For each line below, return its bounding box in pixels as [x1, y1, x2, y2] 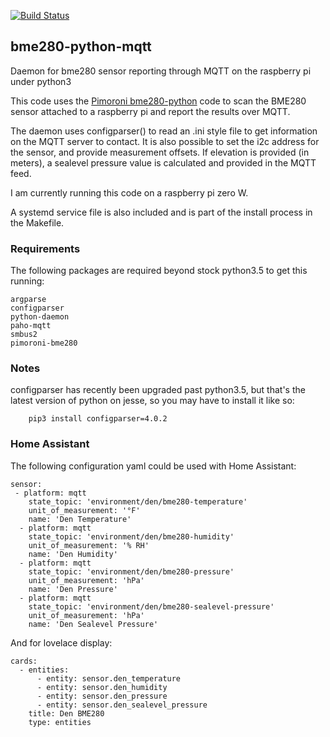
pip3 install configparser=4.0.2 [28, 414, 168, 424]
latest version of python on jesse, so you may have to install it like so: [10, 395, 295, 407]
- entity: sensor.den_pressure [36, 691, 168, 701]
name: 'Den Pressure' [28, 584, 118, 594]
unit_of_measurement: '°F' [28, 505, 141, 515]
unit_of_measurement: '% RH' [28, 540, 150, 550]
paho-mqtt [10, 321, 52, 331]
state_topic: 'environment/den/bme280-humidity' [28, 531, 235, 542]
